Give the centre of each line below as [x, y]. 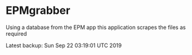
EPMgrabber [38, 11]
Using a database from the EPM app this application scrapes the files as [96, 27]
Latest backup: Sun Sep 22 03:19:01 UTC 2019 [64, 45]
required [16, 33]
